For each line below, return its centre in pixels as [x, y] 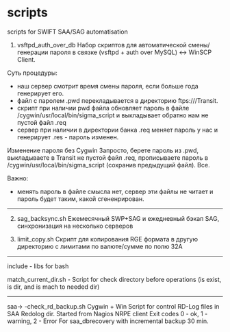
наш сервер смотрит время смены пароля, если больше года [107, 86]
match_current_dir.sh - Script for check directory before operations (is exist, [114, 279]
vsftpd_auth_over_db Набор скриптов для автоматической [102, 45]
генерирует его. [40, 93]
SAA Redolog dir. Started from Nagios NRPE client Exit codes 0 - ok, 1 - [107, 313]
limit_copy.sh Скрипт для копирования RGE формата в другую [107, 239]
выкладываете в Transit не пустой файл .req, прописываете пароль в [108, 157]
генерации [33, 52]
